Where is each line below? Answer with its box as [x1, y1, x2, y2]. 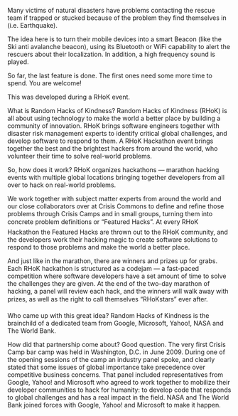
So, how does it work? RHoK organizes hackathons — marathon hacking [7, 166, 220, 174]
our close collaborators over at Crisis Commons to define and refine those [7, 202, 225, 210]
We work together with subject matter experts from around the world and [7, 195, 222, 203]
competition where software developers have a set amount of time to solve [7, 272, 227, 280]
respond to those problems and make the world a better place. [7, 243, 190, 251]
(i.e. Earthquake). [7, 21, 58, 29]
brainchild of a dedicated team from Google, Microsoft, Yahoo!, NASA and [7, 319, 224, 327]
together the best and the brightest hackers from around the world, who [7, 144, 218, 152]
